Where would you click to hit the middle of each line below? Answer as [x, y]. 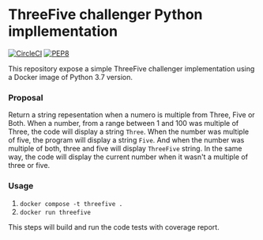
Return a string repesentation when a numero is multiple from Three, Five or [131, 115]
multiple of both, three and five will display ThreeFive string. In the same [125, 149]
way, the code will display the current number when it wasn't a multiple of [128, 157]
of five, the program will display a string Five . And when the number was [126, 140]
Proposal [26, 97]
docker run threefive [55, 212]
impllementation [63, 31]
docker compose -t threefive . [71, 204]
